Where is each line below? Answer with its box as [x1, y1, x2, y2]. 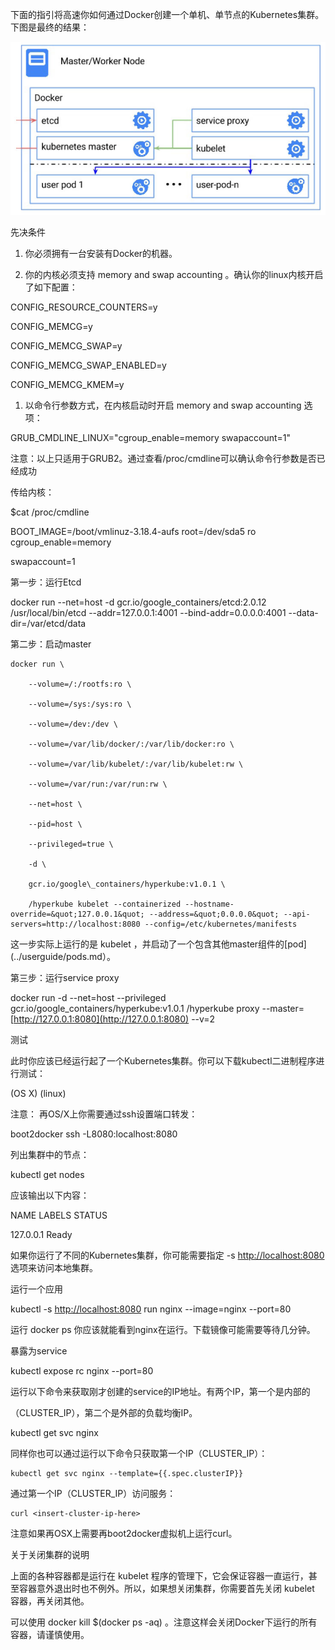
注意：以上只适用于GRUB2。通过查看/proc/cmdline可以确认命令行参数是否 [10, 452, 317, 464]
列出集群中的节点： [10, 1148, 90, 1160]
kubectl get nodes [10, 1168, 85, 1180]
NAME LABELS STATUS [10, 1209, 108, 1221]
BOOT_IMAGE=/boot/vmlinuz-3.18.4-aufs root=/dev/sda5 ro [10, 525, 257, 537]
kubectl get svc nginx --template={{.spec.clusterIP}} [10, 1468, 244, 1478]
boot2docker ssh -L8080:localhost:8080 [10, 1128, 178, 1140]
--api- [283, 909, 311, 919]
